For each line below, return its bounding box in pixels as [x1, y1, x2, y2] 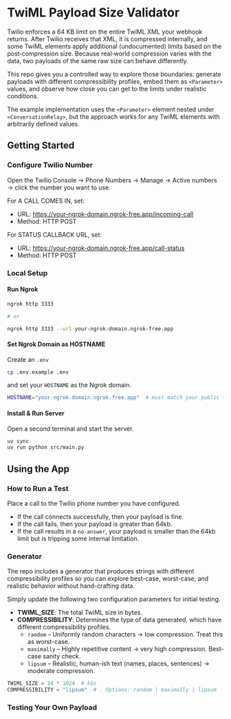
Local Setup [7, 268, 48, 277]
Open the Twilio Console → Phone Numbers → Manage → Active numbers [7, 176, 218, 184]
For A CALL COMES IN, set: [7, 196, 85, 205]
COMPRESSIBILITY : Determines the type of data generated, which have [16, 616, 222, 624]
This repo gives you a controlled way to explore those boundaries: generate [7, 70, 221, 78]
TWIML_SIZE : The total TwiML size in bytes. [16, 608, 143, 617]
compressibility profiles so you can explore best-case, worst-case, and [7, 575, 209, 583]
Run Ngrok [7, 285, 38, 293]
